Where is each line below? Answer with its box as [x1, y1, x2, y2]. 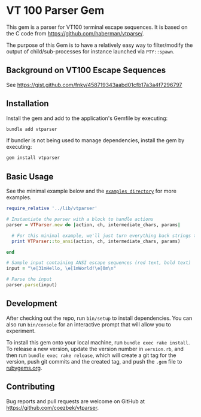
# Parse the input [6, 277, 52, 283]
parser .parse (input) [6, 282, 58, 288]
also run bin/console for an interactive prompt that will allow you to [6, 320, 172, 328]
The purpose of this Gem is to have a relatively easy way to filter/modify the [6, 41, 193, 49]
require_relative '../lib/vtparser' [6, 205, 98, 212]
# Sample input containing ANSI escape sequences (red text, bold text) [6, 260, 191, 266]
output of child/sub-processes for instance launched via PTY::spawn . [6, 47, 175, 55]
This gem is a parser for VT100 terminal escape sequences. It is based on [6, 23, 188, 31]
